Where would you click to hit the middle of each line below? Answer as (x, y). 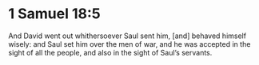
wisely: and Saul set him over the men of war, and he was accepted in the (129, 44)
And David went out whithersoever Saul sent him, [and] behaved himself (127, 36)
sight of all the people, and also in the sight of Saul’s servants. (110, 52)
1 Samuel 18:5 (55, 14)
